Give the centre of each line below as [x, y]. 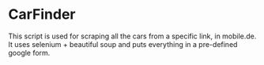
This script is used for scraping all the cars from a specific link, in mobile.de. [132, 36]
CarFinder [42, 14]
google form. [29, 52]
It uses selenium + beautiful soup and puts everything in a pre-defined [123, 44]
